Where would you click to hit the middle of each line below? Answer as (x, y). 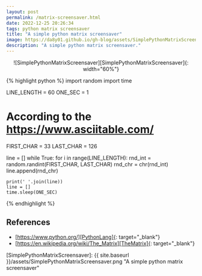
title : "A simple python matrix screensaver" (64, 34)
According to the (49, 117)
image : (14, 40)
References (28, 223)
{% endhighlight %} (31, 203)
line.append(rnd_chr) (32, 171)
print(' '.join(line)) (35, 181)
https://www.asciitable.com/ (80, 130)
